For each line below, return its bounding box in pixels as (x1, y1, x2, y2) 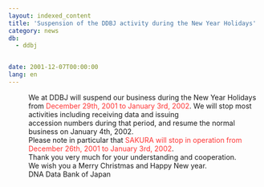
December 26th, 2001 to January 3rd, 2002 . (28, 144, 174, 153)
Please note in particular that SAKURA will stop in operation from (28, 135, 242, 144)
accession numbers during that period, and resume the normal (28, 118, 235, 128)
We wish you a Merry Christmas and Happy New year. (28, 161, 207, 170)
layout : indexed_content (8, 11, 91, 20)
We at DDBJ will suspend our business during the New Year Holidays (28, 92, 257, 102)
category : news (8, 26, 59, 35)
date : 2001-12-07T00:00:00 (8, 63, 99, 71)
